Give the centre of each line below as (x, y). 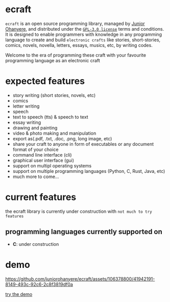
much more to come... (36, 177)
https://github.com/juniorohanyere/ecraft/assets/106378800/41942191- (80, 279)
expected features (45, 81)
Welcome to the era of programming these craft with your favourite (76, 55)
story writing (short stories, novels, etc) (54, 95)
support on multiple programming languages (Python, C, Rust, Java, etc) (89, 171)
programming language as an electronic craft (53, 60)
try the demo (19, 294)
